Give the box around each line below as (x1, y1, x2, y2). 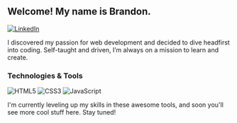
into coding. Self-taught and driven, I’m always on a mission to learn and (7, 45, 219, 54)
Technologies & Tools (7, 71, 83, 81)
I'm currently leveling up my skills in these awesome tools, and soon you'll (7, 100, 224, 109)
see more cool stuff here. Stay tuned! (7, 108, 116, 117)
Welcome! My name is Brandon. (7, 6, 151, 18)
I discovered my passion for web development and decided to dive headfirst (7, 38, 231, 47)
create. (7, 53, 28, 61)
